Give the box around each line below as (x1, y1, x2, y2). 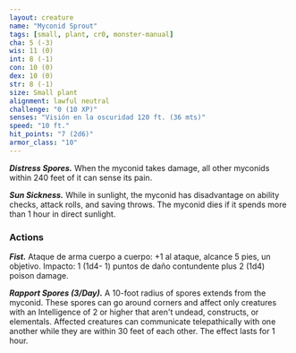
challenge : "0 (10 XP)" (9, 105, 98, 114)
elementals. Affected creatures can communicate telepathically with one (9, 316, 276, 327)
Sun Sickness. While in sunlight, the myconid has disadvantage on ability (9, 189, 280, 200)
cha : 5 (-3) (9, 38, 54, 47)
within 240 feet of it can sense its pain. (9, 172, 153, 183)
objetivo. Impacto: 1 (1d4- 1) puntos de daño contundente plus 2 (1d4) (9, 261, 266, 271)
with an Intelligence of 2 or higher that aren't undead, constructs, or (9, 306, 259, 318)
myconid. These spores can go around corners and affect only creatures (9, 297, 277, 308)
